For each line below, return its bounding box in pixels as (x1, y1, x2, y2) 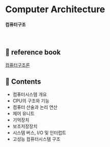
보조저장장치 (12, 124, 38, 130)
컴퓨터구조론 (5, 62, 30, 68)
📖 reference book (5, 47, 61, 57)
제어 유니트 (12, 111, 35, 117)
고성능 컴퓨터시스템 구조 (12, 136, 61, 142)
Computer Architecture (5, 4, 105, 15)
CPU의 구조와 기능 (12, 98, 50, 104)
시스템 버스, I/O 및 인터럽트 (12, 130, 66, 136)
